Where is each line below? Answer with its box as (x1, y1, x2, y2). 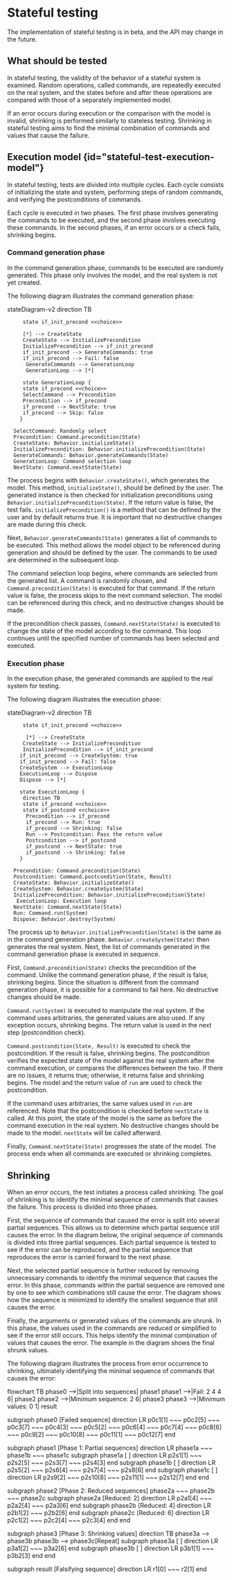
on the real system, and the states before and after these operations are (7, 88, 213, 96)
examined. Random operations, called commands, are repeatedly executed (7, 81, 222, 89)
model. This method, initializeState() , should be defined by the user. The (7, 483, 224, 492)
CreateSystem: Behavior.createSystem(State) (13, 886, 144, 892)
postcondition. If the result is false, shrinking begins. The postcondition (7, 1049, 210, 1057)
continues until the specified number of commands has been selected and (7, 634, 220, 642)
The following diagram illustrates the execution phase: (7, 695, 161, 703)
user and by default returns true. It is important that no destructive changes (7, 512, 223, 521)
